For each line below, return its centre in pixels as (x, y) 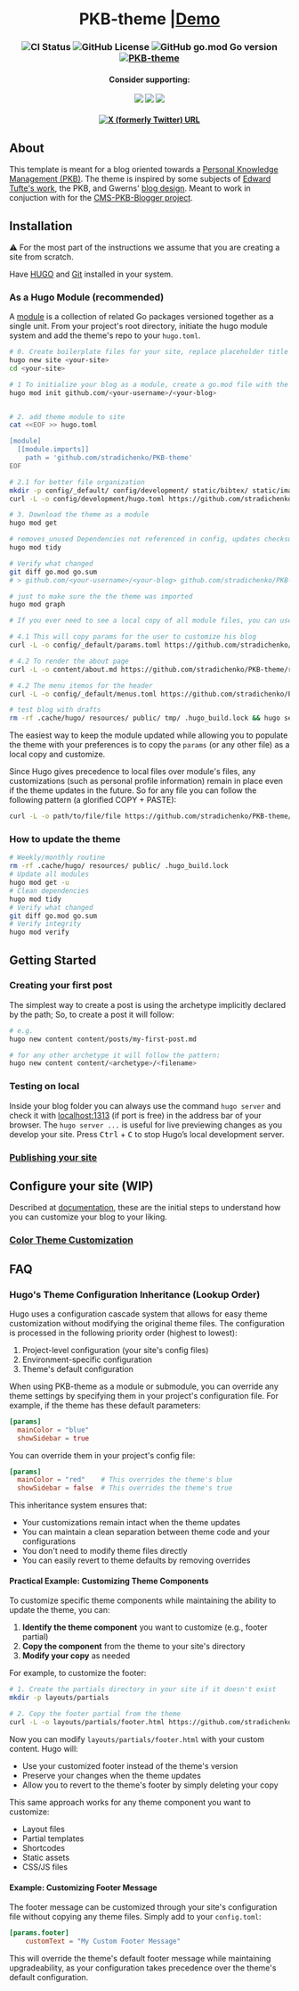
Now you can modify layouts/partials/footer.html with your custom (137, 1739)
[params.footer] (39, 1933)
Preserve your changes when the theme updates (112, 1775)
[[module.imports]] (53, 450)
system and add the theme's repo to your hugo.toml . (105, 335)
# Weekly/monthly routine (57, 858)
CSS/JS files (45, 1867)
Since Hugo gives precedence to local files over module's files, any (133, 772)
